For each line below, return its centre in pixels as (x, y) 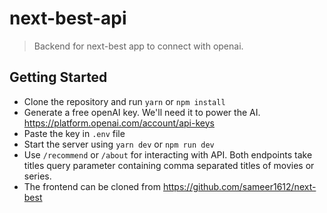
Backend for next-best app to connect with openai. (138, 46)
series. (37, 176)
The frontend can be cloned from (92, 186)
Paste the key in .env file (74, 133)
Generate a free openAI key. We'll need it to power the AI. (142, 112)
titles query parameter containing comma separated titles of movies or (169, 165)
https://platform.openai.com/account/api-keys (119, 123)
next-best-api (68, 18)
